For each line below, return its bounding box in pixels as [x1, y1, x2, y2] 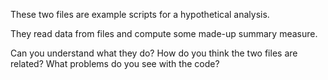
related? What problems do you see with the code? [10, 58, 220, 69]
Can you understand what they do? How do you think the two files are [10, 47, 298, 59]
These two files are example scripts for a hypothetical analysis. [10, 9, 270, 20]
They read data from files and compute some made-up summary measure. [10, 28, 318, 39]
